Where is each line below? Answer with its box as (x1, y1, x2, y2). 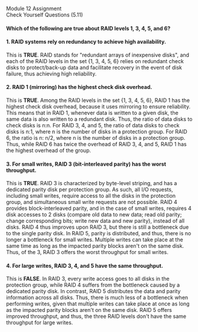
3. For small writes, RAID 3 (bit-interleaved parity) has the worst (6, 160, 167, 167)
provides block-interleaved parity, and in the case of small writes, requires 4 (6, 205, 192, 212)
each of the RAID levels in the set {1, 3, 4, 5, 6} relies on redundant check (6, 57, 184, 64)
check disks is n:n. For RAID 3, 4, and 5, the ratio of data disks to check (6, 122, 180, 129)
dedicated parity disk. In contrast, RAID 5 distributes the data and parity (6, 288, 181, 295)
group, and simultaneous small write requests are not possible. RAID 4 (6, 199, 177, 206)
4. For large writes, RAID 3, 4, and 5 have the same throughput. (6, 262, 164, 269)
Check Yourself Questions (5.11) (6, 11, 83, 18)
